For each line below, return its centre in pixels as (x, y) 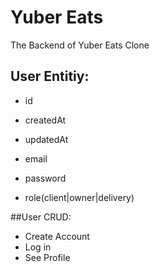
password (45, 178)
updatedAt (46, 139)
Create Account (57, 236)
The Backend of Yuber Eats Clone (80, 45)
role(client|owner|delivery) (79, 197)
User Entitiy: (50, 76)
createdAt (45, 120)
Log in (38, 247)
